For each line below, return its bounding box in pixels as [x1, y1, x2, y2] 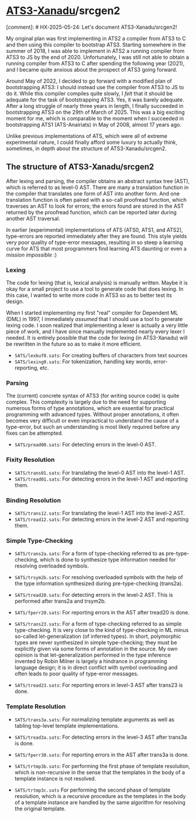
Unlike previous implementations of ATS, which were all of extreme [6, 132, 168, 139]
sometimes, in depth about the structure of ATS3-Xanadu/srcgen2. [6, 145, 167, 152]
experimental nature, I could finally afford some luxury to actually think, [6, 138, 177, 146]
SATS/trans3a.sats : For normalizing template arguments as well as [14, 716, 174, 723]
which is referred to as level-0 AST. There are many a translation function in [6, 184, 189, 191]
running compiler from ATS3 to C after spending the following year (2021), [6, 60, 185, 67]
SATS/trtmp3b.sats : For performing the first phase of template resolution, [14, 762, 191, 769]
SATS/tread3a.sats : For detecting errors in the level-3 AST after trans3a [14, 734, 187, 741]
